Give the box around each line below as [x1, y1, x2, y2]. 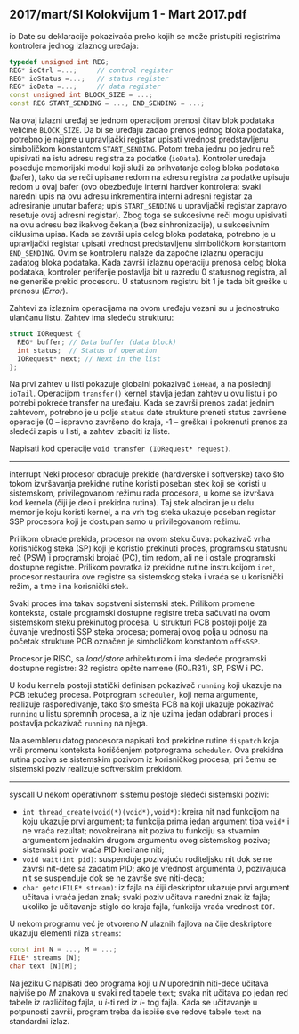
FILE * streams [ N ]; [9, 954, 82, 963]
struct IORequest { [9, 330, 82, 339]
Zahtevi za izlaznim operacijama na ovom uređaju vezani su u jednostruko [9, 303, 280, 314]
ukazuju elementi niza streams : [9, 928, 122, 939]
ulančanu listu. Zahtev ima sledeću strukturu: [9, 312, 174, 324]
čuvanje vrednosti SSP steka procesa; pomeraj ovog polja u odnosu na [9, 627, 269, 637]
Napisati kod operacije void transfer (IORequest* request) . [9, 443, 231, 454]
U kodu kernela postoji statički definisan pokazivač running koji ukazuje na [9, 680, 283, 691]
